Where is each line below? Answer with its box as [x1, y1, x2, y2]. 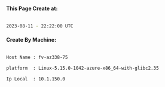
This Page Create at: [6, 5, 58, 12]
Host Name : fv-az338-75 [6, 54, 68, 61]
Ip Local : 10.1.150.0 [6, 76, 66, 82]
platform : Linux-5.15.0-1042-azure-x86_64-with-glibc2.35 [6, 66, 160, 72]
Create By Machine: [6, 36, 57, 43]
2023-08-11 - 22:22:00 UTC [6, 23, 74, 29]
